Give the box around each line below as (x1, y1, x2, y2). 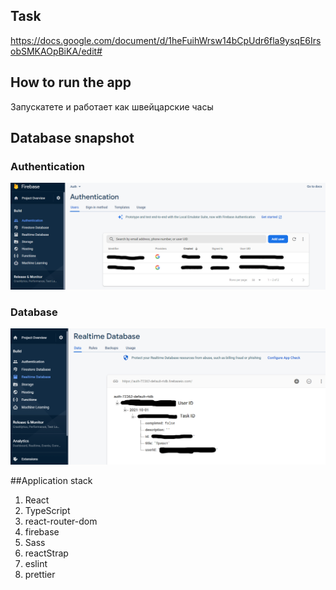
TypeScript (24, 504, 71, 516)
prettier (24, 568, 56, 580)
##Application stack (10, 474, 93, 486)
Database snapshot (10, 130, 135, 147)
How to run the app (10, 74, 132, 91)
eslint (24, 557, 48, 569)
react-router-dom (24, 515, 98, 527)
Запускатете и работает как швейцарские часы (10, 100, 214, 113)
